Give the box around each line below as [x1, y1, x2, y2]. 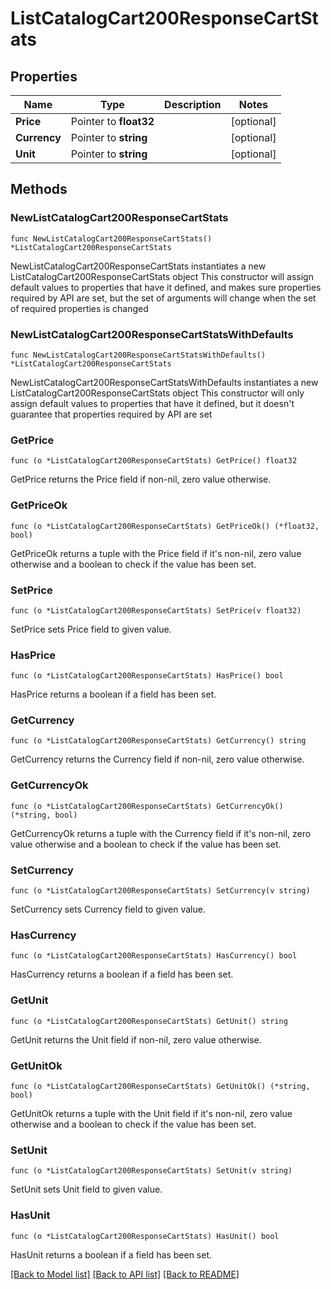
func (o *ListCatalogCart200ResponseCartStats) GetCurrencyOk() [10, 801, 284, 811]
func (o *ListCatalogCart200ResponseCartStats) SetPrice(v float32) [10, 605, 302, 616]
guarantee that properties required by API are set [10, 408, 213, 420]
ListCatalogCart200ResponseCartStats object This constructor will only [10, 387, 305, 399]
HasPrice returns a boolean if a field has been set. [10, 688, 217, 701]
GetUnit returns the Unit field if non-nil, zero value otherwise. [10, 1033, 262, 1046]
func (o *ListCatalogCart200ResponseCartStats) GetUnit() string [10, 1016, 288, 1026]
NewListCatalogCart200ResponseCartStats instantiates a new [10, 260, 267, 272]
